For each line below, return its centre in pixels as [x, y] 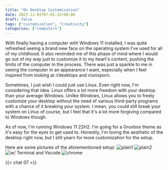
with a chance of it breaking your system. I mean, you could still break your [83, 106]
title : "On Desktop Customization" [43, 10]
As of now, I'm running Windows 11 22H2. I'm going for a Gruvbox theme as [83, 127]
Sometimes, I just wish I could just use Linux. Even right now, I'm [72, 85]
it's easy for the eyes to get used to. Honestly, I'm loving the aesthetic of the [84, 132]
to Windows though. [26, 117]
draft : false [19, 19]
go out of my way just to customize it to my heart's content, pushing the [80, 59]
